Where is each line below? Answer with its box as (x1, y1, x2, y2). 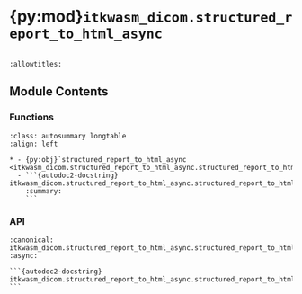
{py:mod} (9, 6, 84, 27)
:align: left (9, 139, 58, 148)
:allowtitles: (9, 59, 63, 68)
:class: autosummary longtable (9, 131, 127, 140)
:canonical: (9, 236, 54, 245)
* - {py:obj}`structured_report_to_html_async (9, 155, 187, 164)
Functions (9, 111, 54, 123)
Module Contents (9, 84, 109, 100)
